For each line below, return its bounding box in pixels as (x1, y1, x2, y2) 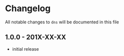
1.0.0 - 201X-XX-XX (5, 33, 66, 41)
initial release (12, 46, 39, 52)
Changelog (5, 3, 51, 14)
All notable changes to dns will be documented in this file (5, 19, 119, 25)
